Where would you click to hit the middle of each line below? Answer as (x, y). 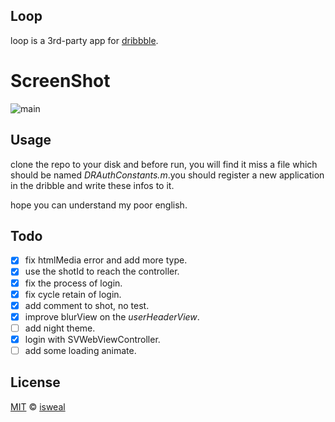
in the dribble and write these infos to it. (92, 185)
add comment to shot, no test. (87, 305)
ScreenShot (60, 81)
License (35, 382)
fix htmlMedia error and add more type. (106, 260)
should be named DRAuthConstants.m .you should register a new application (167, 175)
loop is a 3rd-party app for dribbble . (84, 40)
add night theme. (60, 328)
